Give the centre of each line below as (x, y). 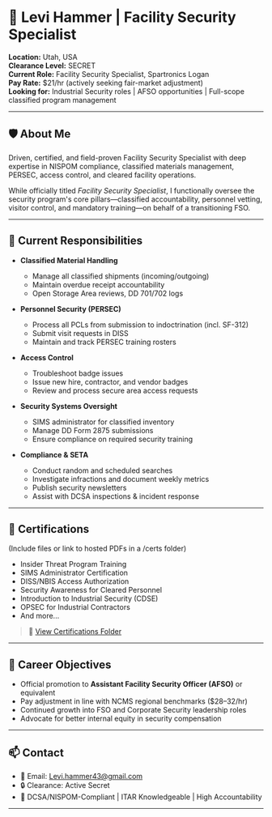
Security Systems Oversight (68, 406)
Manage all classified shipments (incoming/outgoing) (121, 276)
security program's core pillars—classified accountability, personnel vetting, (136, 199)
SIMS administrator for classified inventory (103, 422)
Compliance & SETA (54, 454)
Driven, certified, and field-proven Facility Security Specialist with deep (127, 157)
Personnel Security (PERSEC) (70, 309)
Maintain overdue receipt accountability (98, 284)
